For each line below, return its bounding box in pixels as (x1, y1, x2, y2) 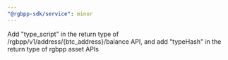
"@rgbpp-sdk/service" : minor (7, 10, 93, 18)
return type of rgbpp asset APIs (7, 44, 100, 53)
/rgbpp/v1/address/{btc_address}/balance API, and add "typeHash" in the (7, 37, 222, 46)
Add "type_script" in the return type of (7, 30, 119, 38)
